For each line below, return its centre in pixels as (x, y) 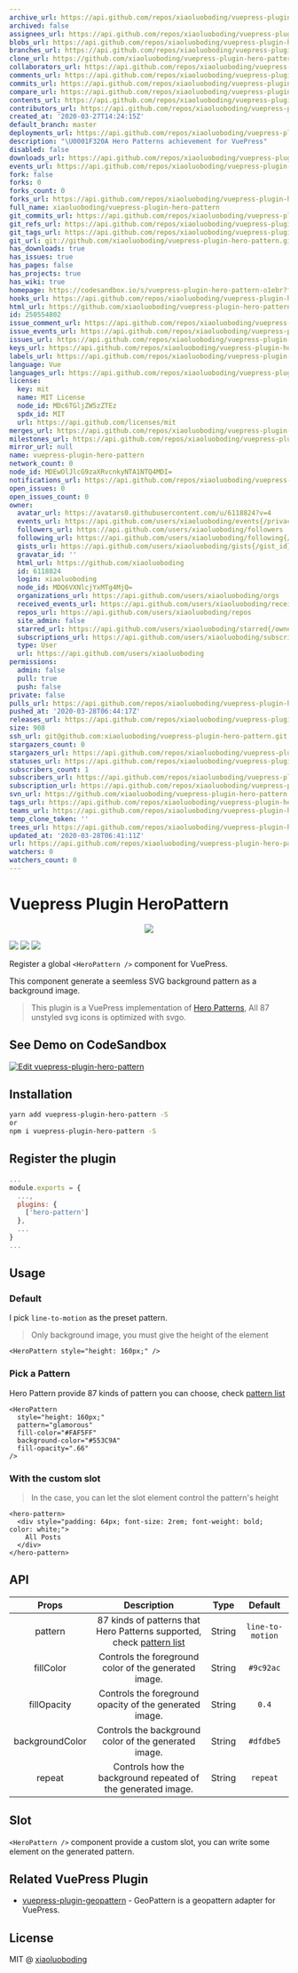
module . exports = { (45, 1187)
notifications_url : (45, 480)
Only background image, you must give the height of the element (149, 1335)
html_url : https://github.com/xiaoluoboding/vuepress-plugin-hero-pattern (150, 307)
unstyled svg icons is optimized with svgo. (108, 1017)
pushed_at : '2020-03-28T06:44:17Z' (75, 712)
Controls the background (149, 1729)
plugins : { (37, 1204)
